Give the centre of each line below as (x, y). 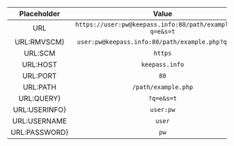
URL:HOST (40, 64)
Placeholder (40, 14)
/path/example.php (163, 87)
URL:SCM (40, 53)
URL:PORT (39, 76)
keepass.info (163, 64)
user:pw (163, 109)
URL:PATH (40, 87)
